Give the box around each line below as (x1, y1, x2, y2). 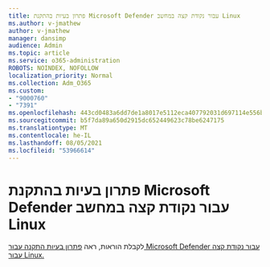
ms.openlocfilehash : (8, 109, 78, 117)
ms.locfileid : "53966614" (8, 146, 95, 154)
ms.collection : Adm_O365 (8, 79, 92, 87)
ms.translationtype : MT (8, 124, 88, 132)
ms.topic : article (8, 49, 70, 57)
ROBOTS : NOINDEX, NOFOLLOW (8, 64, 99, 72)
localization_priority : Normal (8, 72, 113, 80)
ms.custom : (8, 86, 45, 95)
